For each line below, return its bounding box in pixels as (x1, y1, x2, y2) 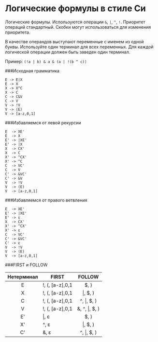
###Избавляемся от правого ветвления (5, 197, 87, 203)
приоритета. (5, 29, 30, 35)
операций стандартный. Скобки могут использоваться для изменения (5, 24, 151, 30)
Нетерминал (7, 273, 38, 280)
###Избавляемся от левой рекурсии (5, 120, 81, 125)
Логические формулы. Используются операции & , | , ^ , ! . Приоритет (5, 19, 146, 25)
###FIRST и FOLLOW (5, 262, 48, 268)
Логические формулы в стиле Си (5, 3, 146, 14)
